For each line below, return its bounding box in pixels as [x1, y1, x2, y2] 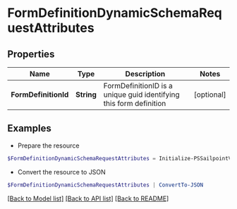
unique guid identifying [103, 90, 180, 100]
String [75, 90, 97, 100]
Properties [7, 48, 55, 60]
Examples [7, 122, 51, 135]
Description [125, 69, 166, 78]
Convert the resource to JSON [17, 167, 106, 176]
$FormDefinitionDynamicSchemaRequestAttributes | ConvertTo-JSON [7, 181, 203, 189]
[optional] [193, 90, 226, 100]
